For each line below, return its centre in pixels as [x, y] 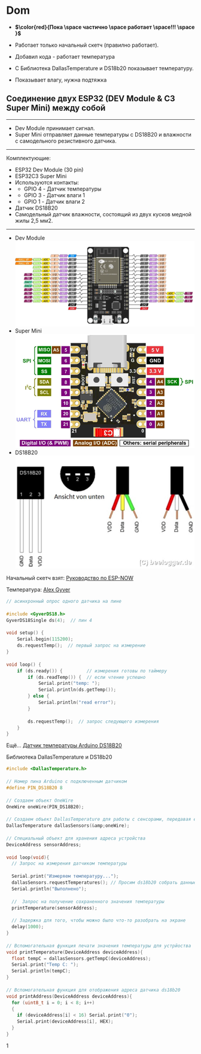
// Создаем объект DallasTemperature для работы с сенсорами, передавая [99, 819]
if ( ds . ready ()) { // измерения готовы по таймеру [92, 671]
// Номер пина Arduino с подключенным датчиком [67, 782]
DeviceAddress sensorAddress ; [44, 845]
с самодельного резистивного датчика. [66, 141]
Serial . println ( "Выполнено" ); [49, 889]
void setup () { [25, 633]
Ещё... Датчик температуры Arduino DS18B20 [64, 745]
